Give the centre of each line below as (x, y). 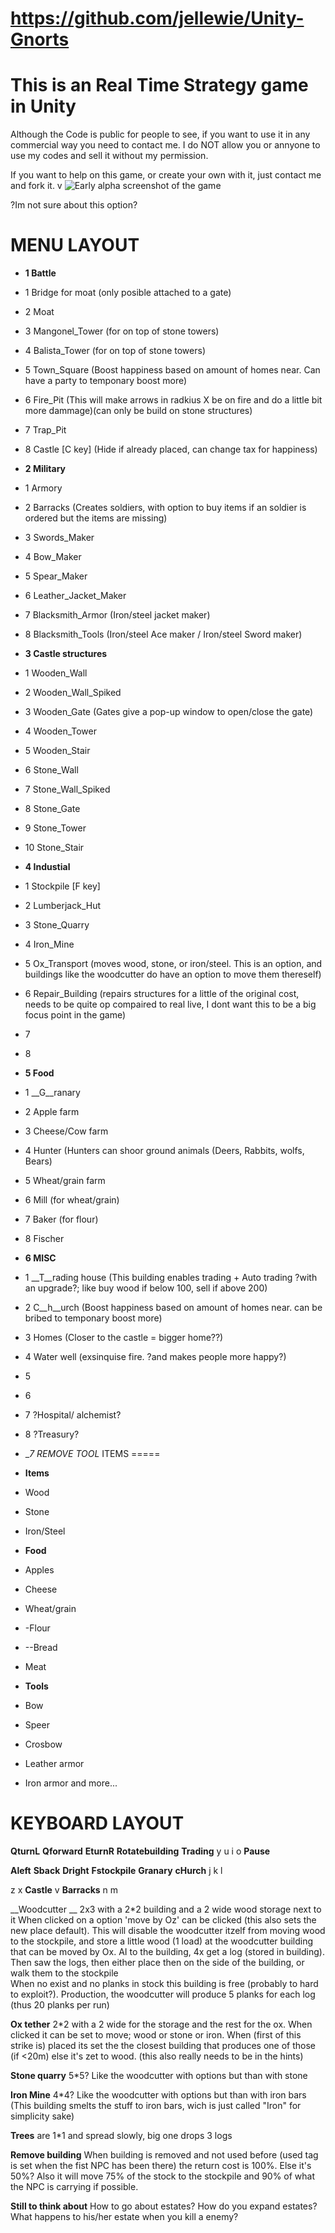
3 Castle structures (66, 654)
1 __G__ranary (52, 1093)
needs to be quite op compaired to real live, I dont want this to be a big (170, 1004)
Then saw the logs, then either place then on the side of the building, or (157, 1962)
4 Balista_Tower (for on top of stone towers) (115, 351)
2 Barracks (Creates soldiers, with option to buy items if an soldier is (165, 508)
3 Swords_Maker (59, 538)
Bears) (38, 1161)
